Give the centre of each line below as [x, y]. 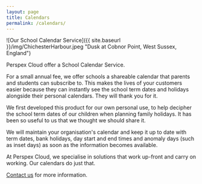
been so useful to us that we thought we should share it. [76, 120]
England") [19, 53]
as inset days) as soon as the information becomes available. [82, 145]
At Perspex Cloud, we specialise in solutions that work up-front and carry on [101, 157]
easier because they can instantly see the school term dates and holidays [97, 90]
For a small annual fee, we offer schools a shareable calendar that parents [98, 77]
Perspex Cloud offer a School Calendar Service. [66, 65]
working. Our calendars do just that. [51, 163]
